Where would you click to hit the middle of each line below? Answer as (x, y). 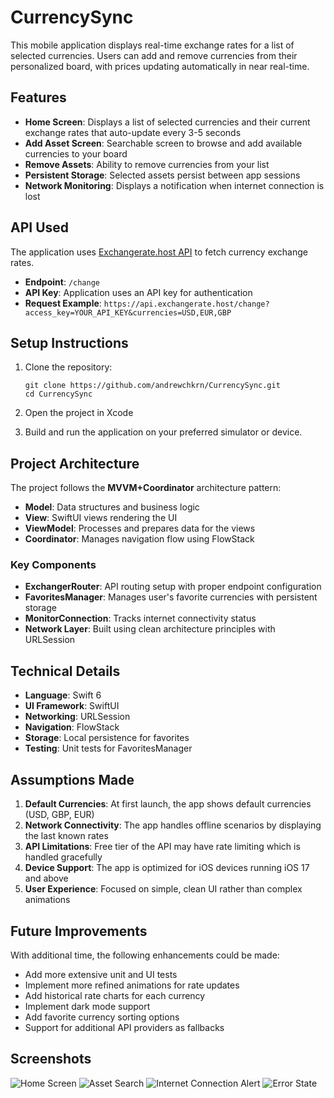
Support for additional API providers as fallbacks (124, 1027)
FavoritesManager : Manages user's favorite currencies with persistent (171, 597)
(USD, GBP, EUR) (59, 815)
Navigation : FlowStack (72, 727)
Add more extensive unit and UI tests (101, 974)
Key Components (53, 565)
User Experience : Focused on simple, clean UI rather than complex (163, 889)
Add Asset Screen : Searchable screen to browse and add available (163, 143)
